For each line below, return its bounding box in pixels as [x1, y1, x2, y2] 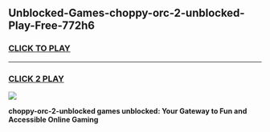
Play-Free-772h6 [8, 19, 95, 33]
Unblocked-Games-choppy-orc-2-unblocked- [8, 6, 245, 20]
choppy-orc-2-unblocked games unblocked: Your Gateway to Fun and [8, 106, 247, 115]
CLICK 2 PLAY [8, 73, 64, 84]
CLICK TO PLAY [8, 43, 71, 54]
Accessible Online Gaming [8, 114, 99, 124]
